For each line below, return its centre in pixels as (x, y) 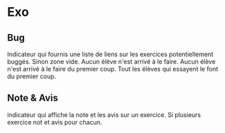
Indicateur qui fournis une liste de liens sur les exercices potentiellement (110, 54)
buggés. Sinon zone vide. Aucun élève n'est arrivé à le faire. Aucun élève (111, 62)
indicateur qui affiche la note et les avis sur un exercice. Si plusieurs (104, 114)
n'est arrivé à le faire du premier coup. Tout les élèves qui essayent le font (112, 69)
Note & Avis (33, 98)
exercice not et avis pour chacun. (55, 122)
